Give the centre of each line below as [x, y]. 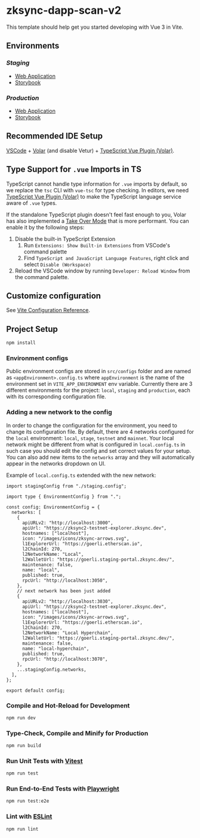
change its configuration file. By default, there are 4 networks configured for [100, 431]
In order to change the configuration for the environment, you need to [92, 425]
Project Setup [32, 329]
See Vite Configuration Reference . [48, 310]
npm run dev [21, 718]
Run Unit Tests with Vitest [44, 761]
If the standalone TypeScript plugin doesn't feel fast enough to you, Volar [96, 214]
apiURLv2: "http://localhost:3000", [67, 523]
